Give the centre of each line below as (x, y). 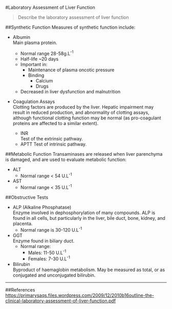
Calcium (44, 80)
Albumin (21, 37)
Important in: (34, 64)
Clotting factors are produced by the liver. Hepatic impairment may (83, 107)
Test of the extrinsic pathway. (52, 138)
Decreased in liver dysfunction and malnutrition (70, 91)
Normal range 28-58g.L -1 (47, 53)
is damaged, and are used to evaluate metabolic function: (66, 159)
